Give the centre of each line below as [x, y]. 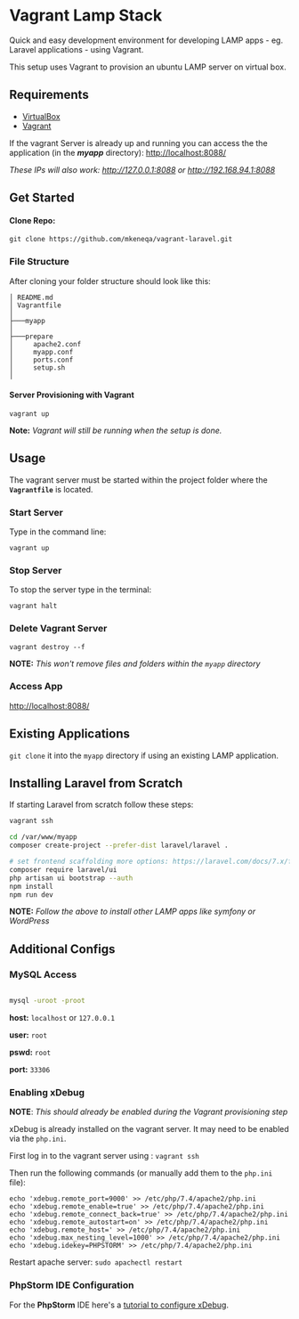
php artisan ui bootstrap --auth [71, 878]
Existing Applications [70, 734]
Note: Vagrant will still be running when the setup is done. [116, 430]
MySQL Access [43, 974]
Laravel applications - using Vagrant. [77, 49]
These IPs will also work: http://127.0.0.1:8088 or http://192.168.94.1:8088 [142, 169]
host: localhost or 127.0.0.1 [62, 1018]
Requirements [49, 95]
